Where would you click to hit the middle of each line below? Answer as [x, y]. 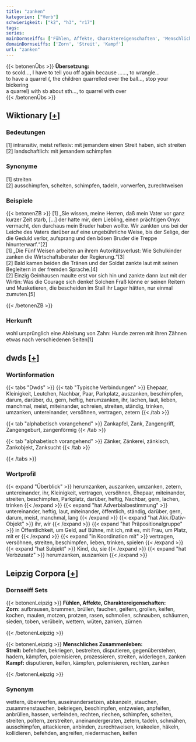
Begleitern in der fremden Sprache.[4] [52, 269]
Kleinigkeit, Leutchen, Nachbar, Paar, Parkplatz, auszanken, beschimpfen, [95, 394]
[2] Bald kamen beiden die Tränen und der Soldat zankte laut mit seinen [92, 263]
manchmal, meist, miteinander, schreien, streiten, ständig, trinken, [85, 406]
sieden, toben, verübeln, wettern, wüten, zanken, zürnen [74, 621]
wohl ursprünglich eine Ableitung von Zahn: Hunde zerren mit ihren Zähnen [97, 334]
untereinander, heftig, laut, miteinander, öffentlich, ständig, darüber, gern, [94, 511]
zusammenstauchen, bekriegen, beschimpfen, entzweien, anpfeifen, [88, 708]
